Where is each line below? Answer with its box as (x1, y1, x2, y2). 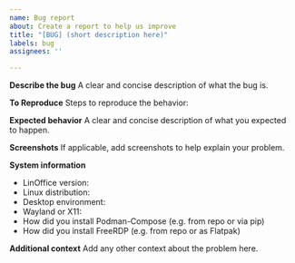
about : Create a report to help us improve (9, 22, 177, 31)
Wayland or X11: (22, 206, 83, 218)
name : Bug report (9, 13, 75, 23)
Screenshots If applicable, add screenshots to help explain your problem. (9, 142, 285, 153)
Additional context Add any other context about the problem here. (9, 243, 259, 254)
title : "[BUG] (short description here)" (9, 30, 169, 39)
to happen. (9, 124, 50, 136)
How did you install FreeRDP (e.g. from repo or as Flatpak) (22, 226, 241, 237)
